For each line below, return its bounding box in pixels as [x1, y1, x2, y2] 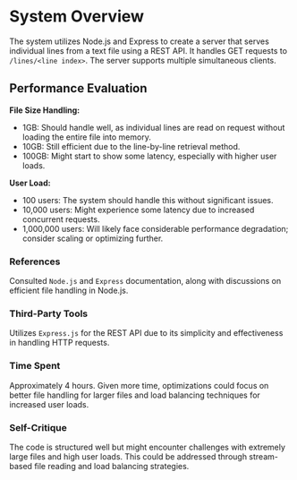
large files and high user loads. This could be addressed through [9, 450, 248, 462]
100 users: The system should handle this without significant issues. [21, 194, 275, 205]
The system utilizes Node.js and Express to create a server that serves [9, 36, 270, 47]
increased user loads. [9, 399, 89, 409]
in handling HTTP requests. [9, 338, 110, 348]
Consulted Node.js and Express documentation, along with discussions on [9, 276, 282, 287]
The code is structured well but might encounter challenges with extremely [9, 441, 286, 452]
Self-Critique [9, 421, 67, 433]
